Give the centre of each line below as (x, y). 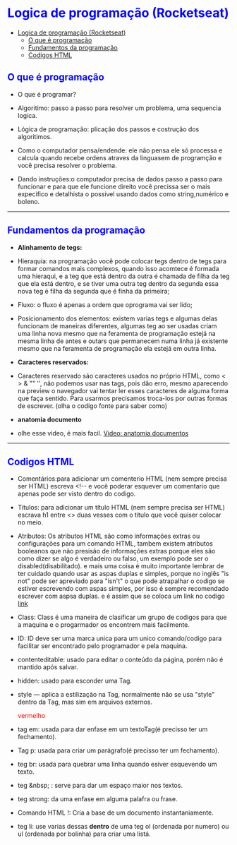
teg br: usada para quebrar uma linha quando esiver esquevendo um (117, 765)
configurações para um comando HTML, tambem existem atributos (115, 544)
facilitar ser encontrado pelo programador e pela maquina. (103, 646)
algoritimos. (35, 136)
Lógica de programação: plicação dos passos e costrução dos (108, 129)
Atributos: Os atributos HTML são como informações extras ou (109, 536)
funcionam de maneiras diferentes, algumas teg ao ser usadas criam (117, 325)
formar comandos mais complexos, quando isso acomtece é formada (119, 268)
